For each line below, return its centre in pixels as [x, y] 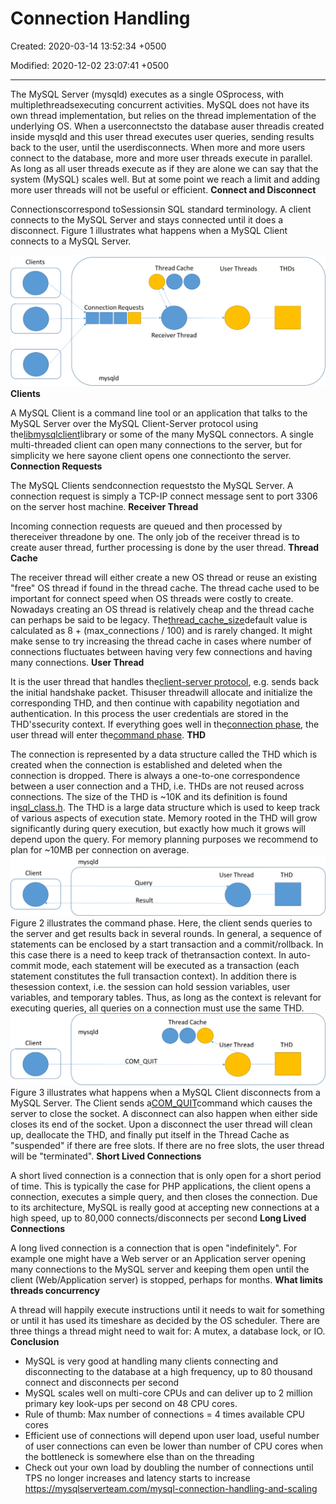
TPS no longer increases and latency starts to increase [137, 1478]
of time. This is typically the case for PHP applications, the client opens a [161, 1186]
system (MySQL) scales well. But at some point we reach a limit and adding [165, 179]
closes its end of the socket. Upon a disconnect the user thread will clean [161, 1124]
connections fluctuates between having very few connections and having [161, 652]
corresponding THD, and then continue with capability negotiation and [155, 703]
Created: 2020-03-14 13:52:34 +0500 [88, 46]
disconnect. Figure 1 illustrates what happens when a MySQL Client [149, 230]
